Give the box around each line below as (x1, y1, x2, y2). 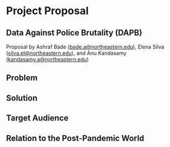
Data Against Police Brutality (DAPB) (6, 28, 142, 38)
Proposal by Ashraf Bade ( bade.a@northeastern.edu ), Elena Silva (6, 43, 165, 50)
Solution (6, 93, 38, 103)
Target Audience (6, 113, 69, 123)
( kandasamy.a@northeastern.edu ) (6, 56, 89, 63)
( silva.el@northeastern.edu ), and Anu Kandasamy (6, 50, 127, 57)
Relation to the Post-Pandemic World (6, 133, 145, 143)
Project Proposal (6, 4, 89, 18)
